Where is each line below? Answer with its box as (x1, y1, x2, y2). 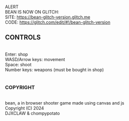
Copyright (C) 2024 (5, 106, 45, 111)
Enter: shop (5, 51, 28, 57)
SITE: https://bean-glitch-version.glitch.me (5, 14, 91, 20)
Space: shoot (5, 61, 32, 67)
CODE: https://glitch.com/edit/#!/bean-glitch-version (5, 19, 111, 25)
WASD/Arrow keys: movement (5, 56, 65, 62)
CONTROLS (5, 33, 41, 42)
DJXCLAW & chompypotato (5, 110, 60, 116)
